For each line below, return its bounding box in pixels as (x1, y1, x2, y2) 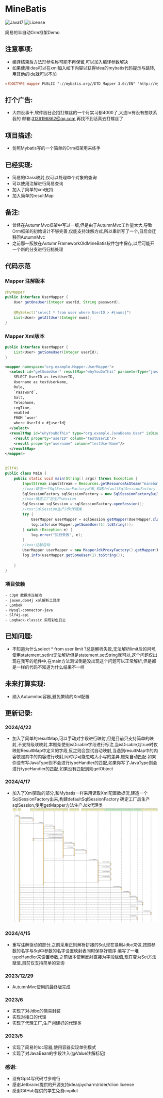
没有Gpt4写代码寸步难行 (12, 1075, 61, 1081)
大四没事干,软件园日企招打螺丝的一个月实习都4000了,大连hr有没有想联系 (12, 110, 157, 116)
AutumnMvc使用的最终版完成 (12, 984, 71, 990)
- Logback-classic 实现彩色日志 (5, 617, 66, 622)
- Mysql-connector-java (5, 608, 53, 613)
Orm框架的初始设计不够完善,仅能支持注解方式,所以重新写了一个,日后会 (12, 228, 152, 234)
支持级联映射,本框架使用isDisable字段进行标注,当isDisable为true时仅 (21, 742, 158, 748)
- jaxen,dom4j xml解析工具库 (5, 598, 61, 603)
